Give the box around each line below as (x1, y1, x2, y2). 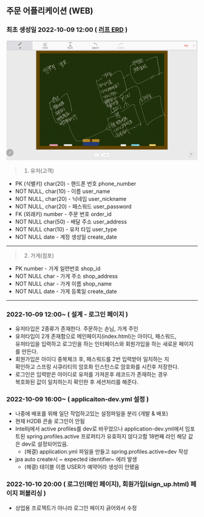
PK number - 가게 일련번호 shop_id (15, 264, 101, 272)
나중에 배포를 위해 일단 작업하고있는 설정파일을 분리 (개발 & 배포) (15, 410, 169, 417)
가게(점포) (30, 251, 55, 259)
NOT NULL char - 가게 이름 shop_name (15, 280, 112, 287)
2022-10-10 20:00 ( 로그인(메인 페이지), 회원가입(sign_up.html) (6, 480, 189, 488)
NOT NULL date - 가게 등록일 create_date (15, 287, 117, 295)
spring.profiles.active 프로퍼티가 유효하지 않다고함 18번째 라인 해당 (26, 433, 187, 440)
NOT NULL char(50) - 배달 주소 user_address (15, 218, 127, 225)
